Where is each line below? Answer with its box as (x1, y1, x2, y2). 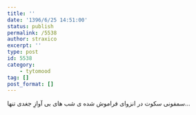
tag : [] (7, 74, 30, 81)
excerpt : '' (7, 42, 41, 49)
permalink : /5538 (7, 29, 57, 36)
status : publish (7, 23, 54, 30)
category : (7, 61, 36, 68)
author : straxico (7, 36, 57, 43)
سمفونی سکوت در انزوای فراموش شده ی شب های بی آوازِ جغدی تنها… (7, 99, 191, 107)
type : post (7, 49, 39, 56)
